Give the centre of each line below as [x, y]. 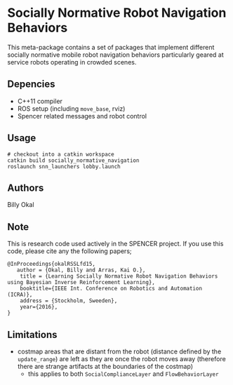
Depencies [31, 85]
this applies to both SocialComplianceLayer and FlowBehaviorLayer [123, 374]
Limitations [32, 335]
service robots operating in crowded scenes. [72, 62]
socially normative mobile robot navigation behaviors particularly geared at [116, 55]
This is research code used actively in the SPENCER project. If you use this [115, 244]
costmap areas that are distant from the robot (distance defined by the [119, 351]
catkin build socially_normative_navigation [73, 160]
